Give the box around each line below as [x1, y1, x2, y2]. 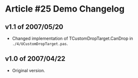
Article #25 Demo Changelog [5, 3, 125, 15]
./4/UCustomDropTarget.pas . [12, 41, 68, 47]
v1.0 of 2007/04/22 [5, 55, 66, 63]
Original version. [12, 67, 45, 73]
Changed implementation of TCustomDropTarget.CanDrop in [12, 35, 134, 41]
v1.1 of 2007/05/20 [5, 23, 64, 31]
